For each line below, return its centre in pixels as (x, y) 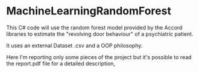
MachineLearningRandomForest (89, 11)
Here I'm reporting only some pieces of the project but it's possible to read (99, 57)
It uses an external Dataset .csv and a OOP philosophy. (74, 45)
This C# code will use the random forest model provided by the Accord (94, 28)
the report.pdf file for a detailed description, (61, 63)
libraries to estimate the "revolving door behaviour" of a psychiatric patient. (100, 34)
